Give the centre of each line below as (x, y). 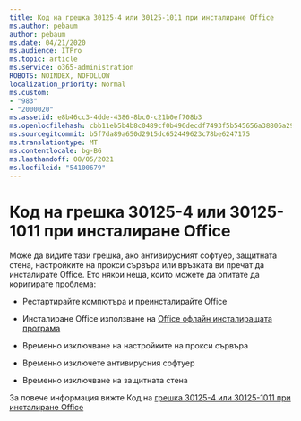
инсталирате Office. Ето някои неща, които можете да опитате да (134, 275)
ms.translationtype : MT (54, 142)
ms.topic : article (43, 59)
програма (41, 329)
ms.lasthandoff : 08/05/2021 (62, 159)
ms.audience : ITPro (46, 51)
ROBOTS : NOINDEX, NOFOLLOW (60, 76)
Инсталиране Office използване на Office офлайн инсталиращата (147, 319)
